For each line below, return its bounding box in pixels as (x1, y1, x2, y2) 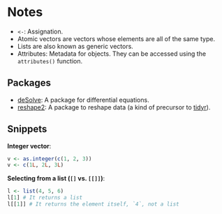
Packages (7, 77, 51, 89)
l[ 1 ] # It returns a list (7, 194, 82, 201)
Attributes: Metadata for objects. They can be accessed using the (17, 49, 207, 58)
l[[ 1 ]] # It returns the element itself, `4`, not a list (7, 201, 179, 208)
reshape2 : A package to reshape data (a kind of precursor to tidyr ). (17, 102, 211, 112)
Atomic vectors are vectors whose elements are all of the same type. (17, 34, 215, 43)
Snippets (7, 123, 47, 135)
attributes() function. (17, 56, 83, 65)
